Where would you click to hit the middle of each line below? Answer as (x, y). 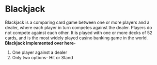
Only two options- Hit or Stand (42, 57)
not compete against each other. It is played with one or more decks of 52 (79, 32)
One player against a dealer (39, 52)
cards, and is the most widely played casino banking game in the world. (77, 38)
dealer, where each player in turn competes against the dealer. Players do (78, 27)
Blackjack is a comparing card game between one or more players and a (77, 22)
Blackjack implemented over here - (40, 43)
